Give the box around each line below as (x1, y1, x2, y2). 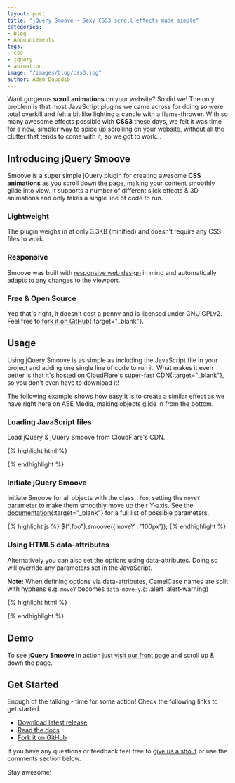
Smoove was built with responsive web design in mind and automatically (7, 268, 217, 276)
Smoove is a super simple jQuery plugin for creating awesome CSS (7, 172, 201, 180)
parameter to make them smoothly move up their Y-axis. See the (7, 501, 194, 510)
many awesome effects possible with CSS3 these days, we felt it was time (7, 117, 222, 126)
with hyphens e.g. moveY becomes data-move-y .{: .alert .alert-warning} (7, 585, 209, 593)
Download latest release (17, 718, 88, 727)
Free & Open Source (7, 293, 77, 303)
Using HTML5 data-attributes (7, 540, 110, 549)
